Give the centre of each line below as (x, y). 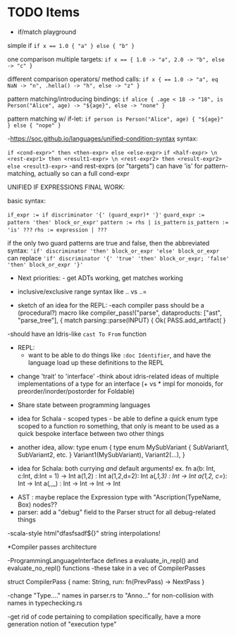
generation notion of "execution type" (62, 624)
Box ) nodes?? (37, 504)
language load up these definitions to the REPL (96, 362)
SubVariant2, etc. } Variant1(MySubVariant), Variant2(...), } (101, 454)
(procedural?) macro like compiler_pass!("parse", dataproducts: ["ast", (119, 313)
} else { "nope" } (34, 125)
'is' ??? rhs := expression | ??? (57, 230)
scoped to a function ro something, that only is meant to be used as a (118, 426)
